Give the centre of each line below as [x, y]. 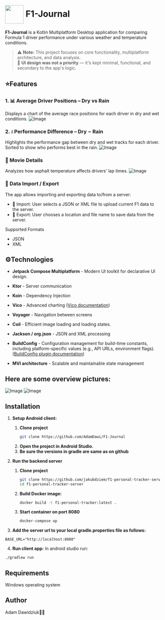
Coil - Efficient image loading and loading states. [62, 324]
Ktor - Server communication [42, 286]
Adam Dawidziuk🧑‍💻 [25, 612]
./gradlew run [20, 558]
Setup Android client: [34, 418]
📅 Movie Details [24, 160]
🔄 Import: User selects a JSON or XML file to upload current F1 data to [83, 204]
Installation [23, 406]
